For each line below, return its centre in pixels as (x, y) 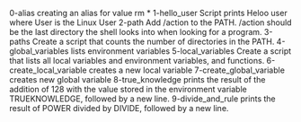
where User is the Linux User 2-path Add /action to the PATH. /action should (150, 22)
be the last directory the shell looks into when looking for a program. (136, 32)
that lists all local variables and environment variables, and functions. (137, 61)
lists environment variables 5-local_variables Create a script (181, 51)
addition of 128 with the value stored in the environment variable (128, 89)
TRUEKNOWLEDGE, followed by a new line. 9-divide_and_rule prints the (142, 99)
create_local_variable (48, 70)
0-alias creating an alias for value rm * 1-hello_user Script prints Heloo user (148, 13)
